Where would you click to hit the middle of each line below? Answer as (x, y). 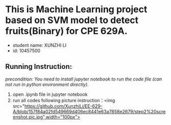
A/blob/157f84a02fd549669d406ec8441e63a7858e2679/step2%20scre (89, 111)
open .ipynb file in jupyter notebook (50, 94)
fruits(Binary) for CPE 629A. (66, 31)
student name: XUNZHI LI (40, 45)
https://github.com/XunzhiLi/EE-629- (64, 106)
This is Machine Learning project (76, 9)
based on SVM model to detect (72, 20)
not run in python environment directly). (47, 84)
